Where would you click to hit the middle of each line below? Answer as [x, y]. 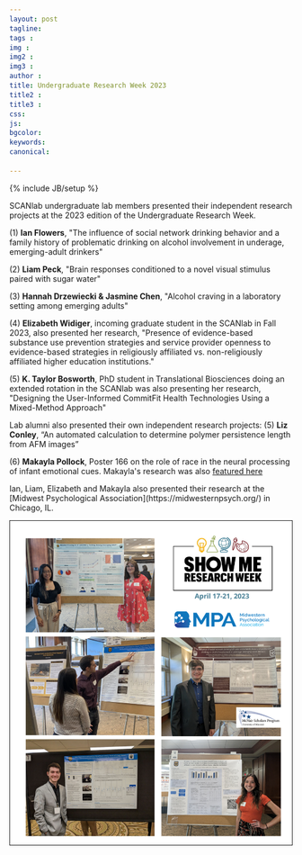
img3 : [22, 67]
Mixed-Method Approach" [58, 407]
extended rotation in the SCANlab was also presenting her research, [135, 388]
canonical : [30, 152]
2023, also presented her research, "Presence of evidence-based [131, 332]
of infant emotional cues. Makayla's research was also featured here [136, 471]
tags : [22, 38]
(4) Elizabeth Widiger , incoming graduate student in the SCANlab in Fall [143, 323]
